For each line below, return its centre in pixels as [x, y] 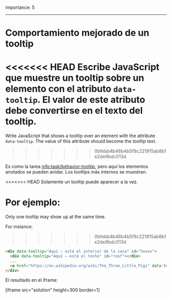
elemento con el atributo [58, 89]
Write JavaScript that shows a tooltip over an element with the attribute [80, 136]
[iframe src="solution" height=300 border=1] [52, 290]
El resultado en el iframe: [31, 280]
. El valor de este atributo [91, 100]
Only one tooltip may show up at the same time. [56, 217]
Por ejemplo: [33, 203]
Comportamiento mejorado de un [77, 33]
